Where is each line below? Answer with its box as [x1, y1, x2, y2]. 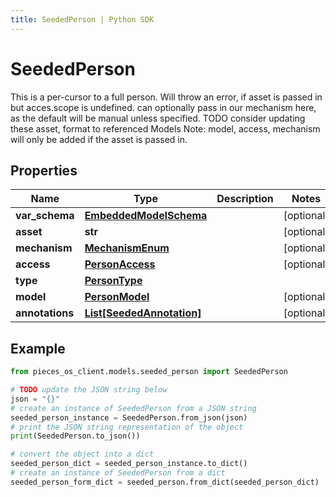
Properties [10, 162, 78, 179]
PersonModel [84, 290, 150, 304]
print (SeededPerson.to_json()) [10, 431, 141, 441]
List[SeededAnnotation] [84, 306, 202, 320]
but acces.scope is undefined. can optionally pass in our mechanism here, [10, 101, 317, 113]
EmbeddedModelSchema [84, 209, 208, 223]
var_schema [15, 209, 75, 223]
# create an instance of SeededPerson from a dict [10, 468, 226, 478]
